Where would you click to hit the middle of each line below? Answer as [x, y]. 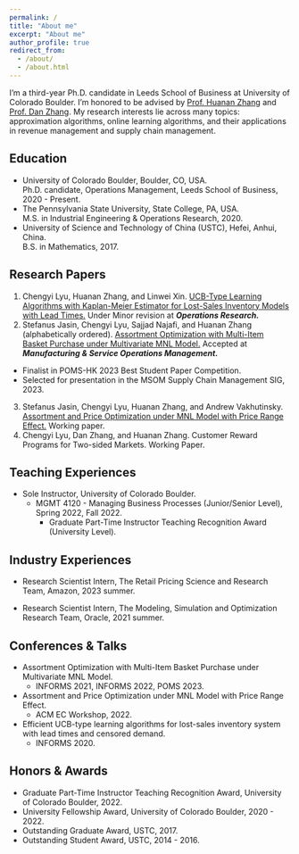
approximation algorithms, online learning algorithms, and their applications [148, 120]
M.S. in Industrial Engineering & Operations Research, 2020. [133, 218]
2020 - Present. [51, 199]
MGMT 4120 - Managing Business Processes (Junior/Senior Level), [159, 503]
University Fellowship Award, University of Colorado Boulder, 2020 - [148, 811]
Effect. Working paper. [63, 426]
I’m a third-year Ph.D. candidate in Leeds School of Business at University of [149, 92]
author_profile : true [50, 42]
